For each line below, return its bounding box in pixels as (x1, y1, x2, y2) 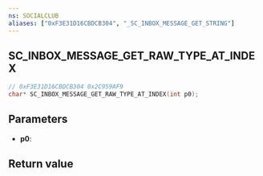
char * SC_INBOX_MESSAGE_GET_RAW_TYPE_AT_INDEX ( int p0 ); (8, 90, 199, 99)
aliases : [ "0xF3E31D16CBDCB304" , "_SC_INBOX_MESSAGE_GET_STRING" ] (8, 19, 235, 27)
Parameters (8, 113, 68, 126)
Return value (8, 158, 74, 171)
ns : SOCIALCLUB (8, 11, 59, 20)
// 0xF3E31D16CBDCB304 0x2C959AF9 (8, 83, 124, 91)
